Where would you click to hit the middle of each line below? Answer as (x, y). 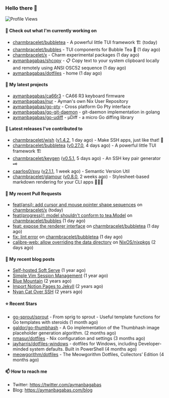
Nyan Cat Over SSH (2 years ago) (47, 292)
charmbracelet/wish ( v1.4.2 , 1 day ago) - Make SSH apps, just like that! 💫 (88, 140)
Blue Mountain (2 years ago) (42, 281)
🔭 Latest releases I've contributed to (44, 129)
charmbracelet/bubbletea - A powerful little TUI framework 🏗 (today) (85, 42)
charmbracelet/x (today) (38, 210)
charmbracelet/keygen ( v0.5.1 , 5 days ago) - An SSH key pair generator (87, 158)
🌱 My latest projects (26, 85)
